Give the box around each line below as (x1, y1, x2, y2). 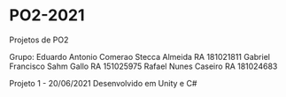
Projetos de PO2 (9, 34, 69, 45)
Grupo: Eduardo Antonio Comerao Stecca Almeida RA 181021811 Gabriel (9, 51, 270, 62)
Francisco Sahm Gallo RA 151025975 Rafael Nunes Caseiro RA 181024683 (9, 61, 278, 71)
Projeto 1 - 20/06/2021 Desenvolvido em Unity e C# (9, 78, 197, 88)
